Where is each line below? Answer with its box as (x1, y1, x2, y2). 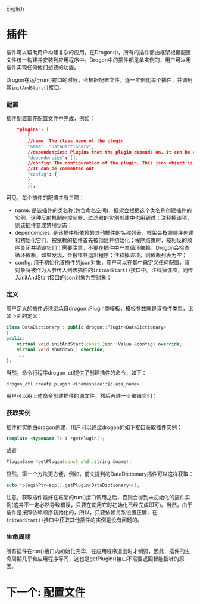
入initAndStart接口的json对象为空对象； (14, 274, 112, 281)
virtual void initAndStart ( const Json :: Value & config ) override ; (17, 341, 183, 347)
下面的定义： (11, 312, 43, 320)
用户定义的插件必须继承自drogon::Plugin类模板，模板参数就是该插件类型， (6, 305, 189, 312)
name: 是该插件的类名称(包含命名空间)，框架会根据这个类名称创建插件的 (14, 206, 192, 214)
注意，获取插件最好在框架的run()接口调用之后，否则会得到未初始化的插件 (6, 494, 186, 501)
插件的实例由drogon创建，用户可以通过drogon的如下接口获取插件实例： (6, 424, 183, 431)
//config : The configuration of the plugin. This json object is (27, 160, 193, 166)
